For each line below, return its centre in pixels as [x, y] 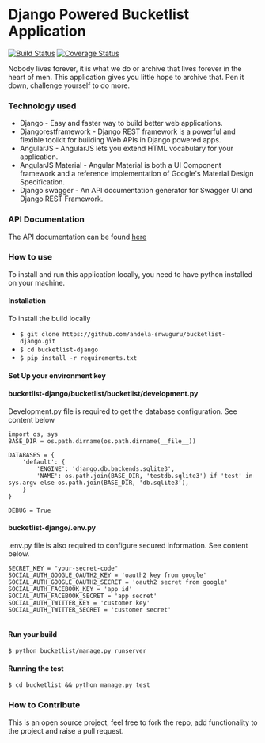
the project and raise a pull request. [66, 730]
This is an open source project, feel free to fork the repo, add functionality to [133, 722]
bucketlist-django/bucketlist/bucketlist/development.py [103, 394]
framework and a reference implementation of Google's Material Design [136, 174]
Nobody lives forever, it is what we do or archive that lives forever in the [125, 68]
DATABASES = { [32, 455]
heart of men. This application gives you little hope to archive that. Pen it [126, 77]
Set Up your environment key [57, 375]
